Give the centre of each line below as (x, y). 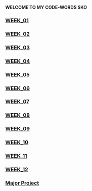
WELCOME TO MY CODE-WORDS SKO (46, 7)
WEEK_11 (16, 156)
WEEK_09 (18, 129)
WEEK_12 (17, 170)
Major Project (22, 183)
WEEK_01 (17, 20)
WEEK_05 (17, 74)
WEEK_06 (18, 88)
